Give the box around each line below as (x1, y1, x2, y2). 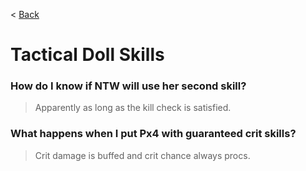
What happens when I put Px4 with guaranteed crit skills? (10, 127, 297, 141)
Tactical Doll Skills (10, 44, 165, 66)
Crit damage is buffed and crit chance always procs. (34, 149, 251, 161)
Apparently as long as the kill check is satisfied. (34, 102, 232, 114)
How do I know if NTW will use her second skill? (10, 79, 247, 93)
